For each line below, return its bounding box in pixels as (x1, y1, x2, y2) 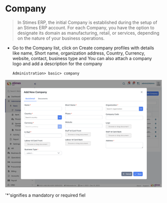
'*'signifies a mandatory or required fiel (5, 192, 86, 198)
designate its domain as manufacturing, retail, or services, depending (17, 30, 160, 36)
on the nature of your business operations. (17, 35, 105, 41)
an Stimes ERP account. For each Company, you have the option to (17, 24, 155, 30)
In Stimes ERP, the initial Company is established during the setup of (17, 19, 158, 25)
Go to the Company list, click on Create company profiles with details (12, 45, 154, 51)
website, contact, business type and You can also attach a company (12, 55, 152, 61)
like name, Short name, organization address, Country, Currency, (12, 50, 146, 56)
